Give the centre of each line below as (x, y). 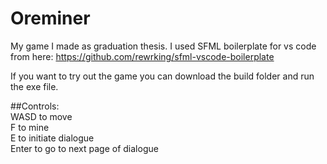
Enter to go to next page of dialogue (84, 148)
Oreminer (50, 18)
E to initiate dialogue (52, 138)
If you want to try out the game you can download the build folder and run (162, 76)
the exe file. (34, 86)
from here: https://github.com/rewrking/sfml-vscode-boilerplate (142, 56)
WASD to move (41, 116)
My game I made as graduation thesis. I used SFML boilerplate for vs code (163, 46)
